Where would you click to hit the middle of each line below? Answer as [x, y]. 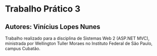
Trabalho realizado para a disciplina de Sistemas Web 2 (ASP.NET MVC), [77, 38]
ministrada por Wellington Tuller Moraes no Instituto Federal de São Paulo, [79, 43]
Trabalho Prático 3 [43, 9]
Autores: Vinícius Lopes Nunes [53, 27]
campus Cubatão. [23, 49]
